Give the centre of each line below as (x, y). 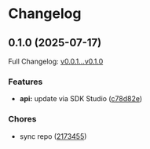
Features (26, 82)
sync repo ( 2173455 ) (53, 136)
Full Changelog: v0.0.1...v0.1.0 (56, 61)
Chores (22, 119)
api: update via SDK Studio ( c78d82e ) (81, 99)
